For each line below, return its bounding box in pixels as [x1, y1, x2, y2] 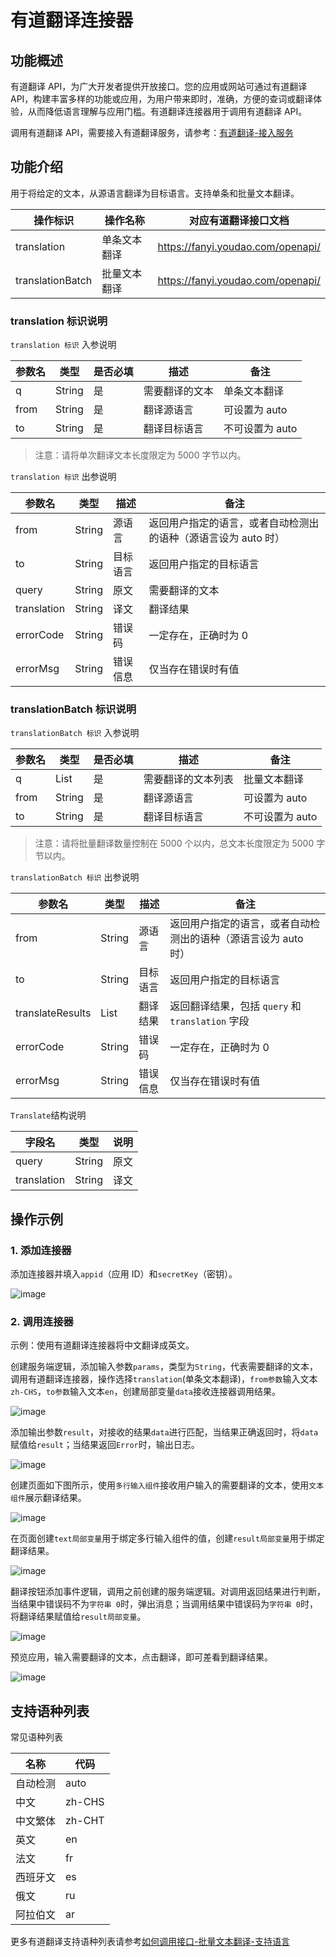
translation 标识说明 [10, 314, 108, 328]
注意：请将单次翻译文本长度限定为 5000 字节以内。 [34, 449, 247, 461]
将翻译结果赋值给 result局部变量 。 [10, 1611, 147, 1623]
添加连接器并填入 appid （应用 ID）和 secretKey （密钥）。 [10, 1268, 238, 1280]
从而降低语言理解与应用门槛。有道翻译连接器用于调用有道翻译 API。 [27, 106, 308, 117]
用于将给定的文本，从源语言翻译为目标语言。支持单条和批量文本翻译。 [10, 187, 300, 199]
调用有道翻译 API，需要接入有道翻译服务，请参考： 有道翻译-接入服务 [10, 127, 294, 138]
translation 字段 [169, 1014, 250, 1028]
